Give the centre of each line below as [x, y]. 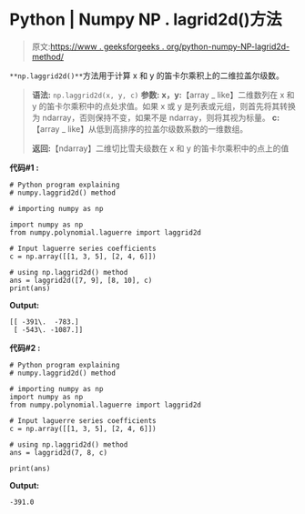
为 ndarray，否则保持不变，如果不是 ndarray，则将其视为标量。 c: [156, 117]
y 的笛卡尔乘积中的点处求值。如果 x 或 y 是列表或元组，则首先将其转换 [163, 106]
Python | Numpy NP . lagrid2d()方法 [146, 20]
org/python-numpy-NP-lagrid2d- [228, 46]
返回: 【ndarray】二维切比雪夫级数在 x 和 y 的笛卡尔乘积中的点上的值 [160, 148]
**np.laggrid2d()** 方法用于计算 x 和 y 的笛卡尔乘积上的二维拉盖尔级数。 [147, 76]
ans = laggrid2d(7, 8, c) [58, 452]
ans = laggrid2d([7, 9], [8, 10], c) [81, 280]
